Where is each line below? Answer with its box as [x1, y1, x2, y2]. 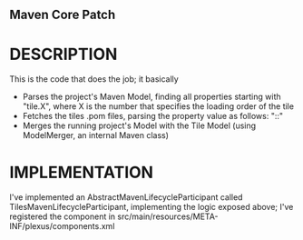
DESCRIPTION [9, 44, 118, 65]
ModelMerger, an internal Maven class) [22, 130, 170, 141]
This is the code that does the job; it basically [9, 74, 179, 85]
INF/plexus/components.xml [9, 221, 115, 232]
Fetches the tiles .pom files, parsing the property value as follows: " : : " [22, 111, 284, 122]
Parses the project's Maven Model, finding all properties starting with [22, 91, 281, 103]
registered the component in [9, 211, 116, 222]
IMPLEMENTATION [9, 162, 154, 183]
